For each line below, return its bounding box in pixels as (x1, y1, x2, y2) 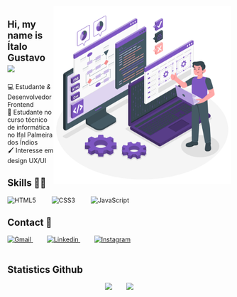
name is (7, 30, 43, 42)
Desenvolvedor (7, 93, 52, 101)
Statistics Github (7, 264, 83, 276)
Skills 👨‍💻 (7, 177, 47, 189)
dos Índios (7, 137, 38, 147)
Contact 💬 (7, 217, 53, 229)
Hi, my (7, 19, 37, 31)
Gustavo (7, 52, 46, 64)
